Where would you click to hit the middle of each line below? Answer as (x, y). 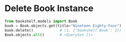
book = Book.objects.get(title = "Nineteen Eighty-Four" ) (63, 26)
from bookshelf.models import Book (41, 21)
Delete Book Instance (49, 8)
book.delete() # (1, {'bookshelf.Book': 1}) (63, 30)
